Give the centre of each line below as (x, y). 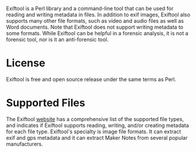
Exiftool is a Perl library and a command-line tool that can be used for (90, 8)
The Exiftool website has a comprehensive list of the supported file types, (95, 119)
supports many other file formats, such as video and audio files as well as (95, 21)
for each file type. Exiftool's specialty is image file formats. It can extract (94, 132)
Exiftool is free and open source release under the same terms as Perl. (91, 79)
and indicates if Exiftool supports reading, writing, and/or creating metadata (98, 125)
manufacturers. (25, 144)
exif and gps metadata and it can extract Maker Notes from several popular (97, 137)
